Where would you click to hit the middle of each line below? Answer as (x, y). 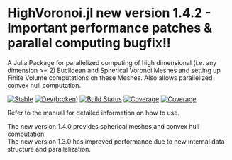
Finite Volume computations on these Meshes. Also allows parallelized (110, 78)
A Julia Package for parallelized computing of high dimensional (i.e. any (112, 62)
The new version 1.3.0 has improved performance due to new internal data (116, 141)
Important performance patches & (110, 28)
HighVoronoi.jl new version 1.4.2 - (109, 13)
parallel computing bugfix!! (89, 43)
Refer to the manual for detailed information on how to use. (93, 113)
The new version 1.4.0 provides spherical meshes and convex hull (104, 126)
